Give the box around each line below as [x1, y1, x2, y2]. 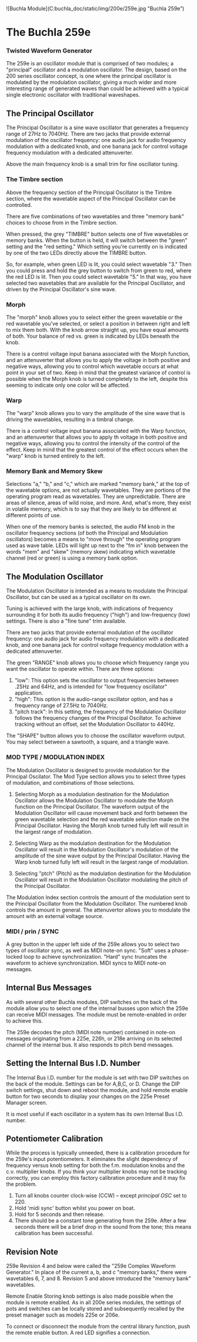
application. [14, 689, 44, 696]
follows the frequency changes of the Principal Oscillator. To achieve [14, 715, 181, 722]
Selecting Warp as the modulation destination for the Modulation [14, 840, 171, 847]
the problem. [6, 1180, 37, 1188]
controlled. [6, 201, 32, 208]
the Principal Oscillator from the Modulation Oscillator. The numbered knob [6, 900, 188, 907]
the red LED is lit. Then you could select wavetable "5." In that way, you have [6, 273, 192, 280]
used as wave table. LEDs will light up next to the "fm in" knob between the [6, 542, 188, 549]
